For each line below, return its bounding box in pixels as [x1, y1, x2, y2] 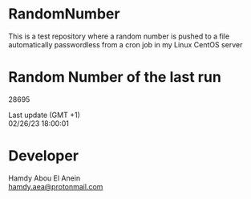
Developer [8, 147, 79, 165]
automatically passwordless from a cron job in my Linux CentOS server [8, 39, 243, 49]
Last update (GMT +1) [8, 110, 80, 120]
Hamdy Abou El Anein [8, 173, 81, 183]
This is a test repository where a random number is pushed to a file [8, 31, 230, 41]
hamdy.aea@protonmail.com [8, 181, 103, 191]
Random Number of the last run [8, 68, 222, 87]
